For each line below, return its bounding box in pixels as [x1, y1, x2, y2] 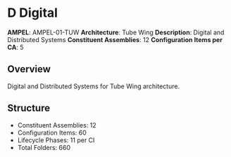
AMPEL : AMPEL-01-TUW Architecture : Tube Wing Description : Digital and [7, 28, 225, 36]
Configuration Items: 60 [17, 128, 87, 137]
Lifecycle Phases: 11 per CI [17, 135, 95, 144]
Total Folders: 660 [17, 143, 71, 151]
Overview [7, 63, 51, 75]
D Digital [7, 5, 58, 21]
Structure [7, 102, 51, 114]
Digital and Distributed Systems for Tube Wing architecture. [7, 82, 180, 90]
